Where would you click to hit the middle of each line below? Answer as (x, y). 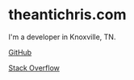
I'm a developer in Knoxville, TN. (62, 37)
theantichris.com (67, 15)
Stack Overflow (34, 68)
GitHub (20, 52)
